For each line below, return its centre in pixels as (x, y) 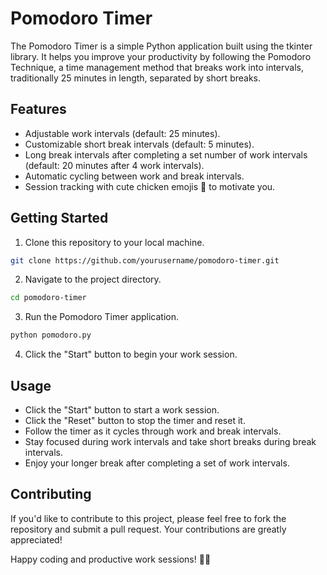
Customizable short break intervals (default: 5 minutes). (139, 144)
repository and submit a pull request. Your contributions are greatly (148, 529)
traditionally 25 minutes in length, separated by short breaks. (136, 78)
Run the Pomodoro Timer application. (102, 317)
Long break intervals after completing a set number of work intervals (166, 154)
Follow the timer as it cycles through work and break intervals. (153, 431)
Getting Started (59, 218)
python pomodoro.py (51, 335)
